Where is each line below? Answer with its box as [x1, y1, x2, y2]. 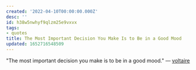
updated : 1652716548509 [6, 41, 64, 47]
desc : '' [6, 14, 27, 20]
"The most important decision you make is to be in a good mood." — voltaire [6, 57, 190, 64]
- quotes [6, 30, 27, 36]
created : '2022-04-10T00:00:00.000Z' [6, 8, 98, 15]
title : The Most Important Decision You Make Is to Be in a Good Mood [6, 36, 182, 41]
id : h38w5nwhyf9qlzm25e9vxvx [6, 19, 77, 25]
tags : [6, 24, 19, 31]
